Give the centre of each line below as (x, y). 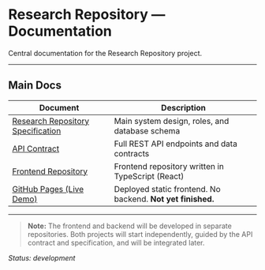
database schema (147, 130)
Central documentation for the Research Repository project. (105, 53)
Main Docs (35, 86)
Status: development (42, 257)
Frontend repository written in (169, 166)
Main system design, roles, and (172, 121)
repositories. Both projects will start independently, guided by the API (140, 234)
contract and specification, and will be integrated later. (116, 242)
